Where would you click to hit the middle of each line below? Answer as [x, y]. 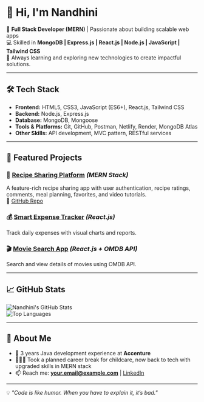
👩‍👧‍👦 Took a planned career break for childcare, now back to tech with [103, 360]
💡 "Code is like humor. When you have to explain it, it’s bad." [82, 392]
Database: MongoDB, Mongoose [56, 120]
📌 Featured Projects [44, 158]
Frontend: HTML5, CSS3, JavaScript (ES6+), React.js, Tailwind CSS [100, 107]
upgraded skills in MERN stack [53, 366]
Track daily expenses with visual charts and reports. [71, 232]
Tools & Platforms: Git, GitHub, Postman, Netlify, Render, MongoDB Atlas [106, 126]
